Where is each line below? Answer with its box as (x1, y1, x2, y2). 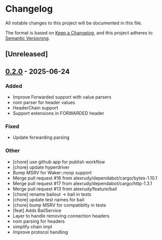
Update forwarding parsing (12, 134, 70, 140)
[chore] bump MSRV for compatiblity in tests (12, 202, 106, 208)
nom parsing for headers (12, 218, 65, 224)
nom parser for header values (12, 100, 75, 106)
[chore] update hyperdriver (12, 164, 70, 170)
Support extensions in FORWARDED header (12, 110, 104, 116)
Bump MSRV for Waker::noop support (12, 169, 92, 175)
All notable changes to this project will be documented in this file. (5, 20, 143, 26)
